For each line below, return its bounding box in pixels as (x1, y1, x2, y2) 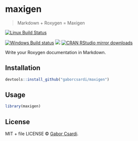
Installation (5, 64, 41, 72)
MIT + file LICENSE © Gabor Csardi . (5, 131, 79, 137)
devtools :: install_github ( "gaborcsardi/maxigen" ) (5, 77, 110, 82)
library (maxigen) (5, 104, 41, 109)
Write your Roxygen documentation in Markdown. (5, 49, 106, 55)
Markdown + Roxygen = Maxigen (17, 20, 85, 26)
